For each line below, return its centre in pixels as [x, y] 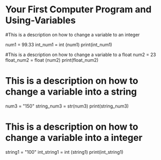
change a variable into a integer [74, 138]
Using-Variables [41, 20]
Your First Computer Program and [78, 10]
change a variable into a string [71, 92]
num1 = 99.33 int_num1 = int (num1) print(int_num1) [59, 44]
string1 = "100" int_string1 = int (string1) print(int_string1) [64, 152]
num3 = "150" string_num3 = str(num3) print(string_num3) [67, 106]
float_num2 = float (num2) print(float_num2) [52, 60]
